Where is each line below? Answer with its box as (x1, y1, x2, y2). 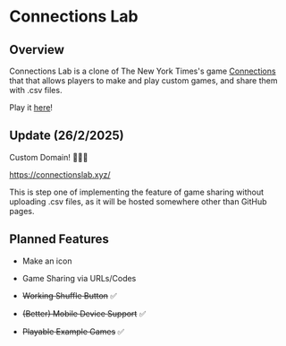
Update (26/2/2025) (9, 128, 124, 143)
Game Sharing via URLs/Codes (21, 272, 137, 283)
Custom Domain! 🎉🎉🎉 (9, 151, 88, 162)
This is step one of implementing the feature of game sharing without (9, 186, 265, 197)
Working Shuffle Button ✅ (21, 290, 118, 301)
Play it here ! (9, 102, 54, 113)
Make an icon (21, 255, 72, 266)
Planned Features (9, 231, 110, 247)
